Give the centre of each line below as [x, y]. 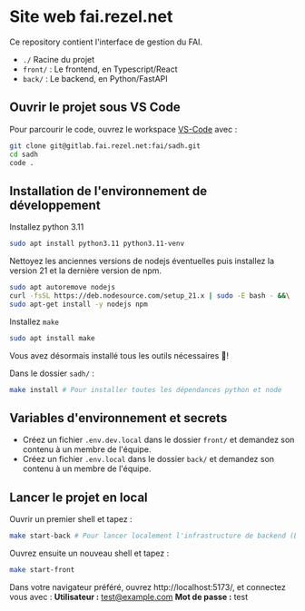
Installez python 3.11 [47, 227]
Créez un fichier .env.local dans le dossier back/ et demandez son [148, 459]
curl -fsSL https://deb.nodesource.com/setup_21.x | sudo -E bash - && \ [150, 296]
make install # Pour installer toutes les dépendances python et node [146, 389]
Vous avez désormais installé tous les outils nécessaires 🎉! [119, 355]
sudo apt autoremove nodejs [63, 288]
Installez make [34, 321]
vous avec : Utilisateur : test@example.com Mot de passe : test [128, 596]
